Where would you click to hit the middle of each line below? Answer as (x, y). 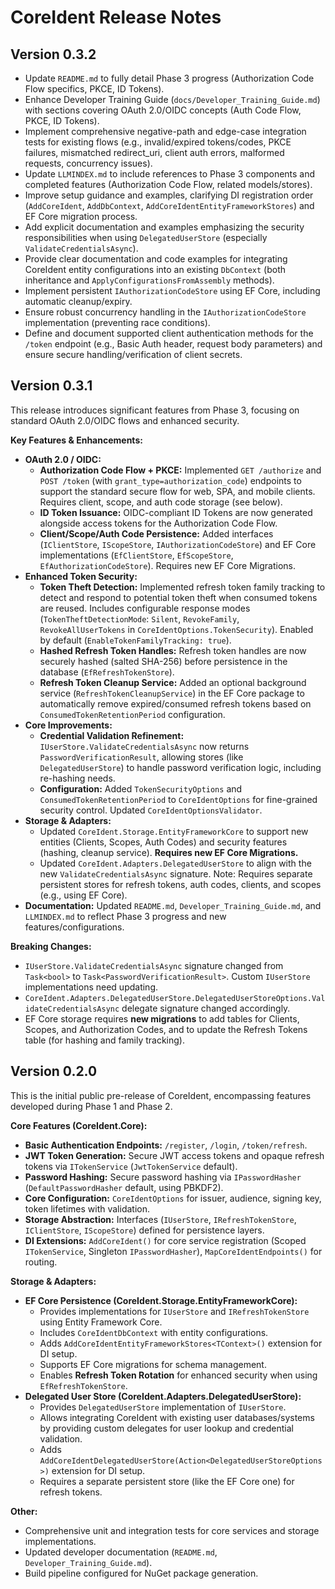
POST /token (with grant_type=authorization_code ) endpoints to (170, 480)
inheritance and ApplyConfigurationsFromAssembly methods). (149, 280)
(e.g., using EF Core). (83, 895)
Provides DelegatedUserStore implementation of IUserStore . (163, 1407)
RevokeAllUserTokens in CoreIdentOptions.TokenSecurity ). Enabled (176, 629)
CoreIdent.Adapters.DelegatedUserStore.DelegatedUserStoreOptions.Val (175, 998)
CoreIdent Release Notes (116, 17)
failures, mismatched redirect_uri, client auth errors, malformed (154, 152)
